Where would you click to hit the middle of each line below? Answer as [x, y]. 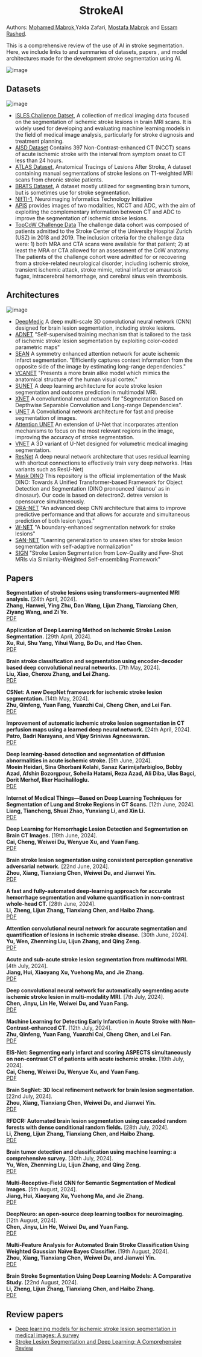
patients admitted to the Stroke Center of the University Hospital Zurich [103, 231]
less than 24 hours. [39, 160]
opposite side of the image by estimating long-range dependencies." [100, 366]
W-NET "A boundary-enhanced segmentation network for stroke [95, 527]
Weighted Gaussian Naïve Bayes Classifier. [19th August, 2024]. [88, 1251]
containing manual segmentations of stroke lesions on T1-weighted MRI [104, 173]
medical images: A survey [47, 1335]
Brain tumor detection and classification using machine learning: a [91, 1152]
